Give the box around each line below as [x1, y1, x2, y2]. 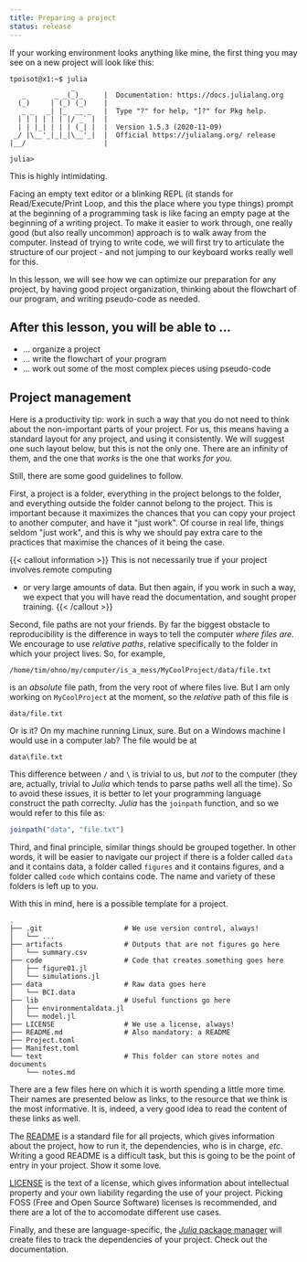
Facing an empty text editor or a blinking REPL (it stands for [9, 188, 234, 199]
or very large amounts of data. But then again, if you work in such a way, [22, 582, 296, 593]
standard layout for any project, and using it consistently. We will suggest [9, 433, 285, 444]
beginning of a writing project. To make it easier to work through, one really [9, 217, 293, 228]
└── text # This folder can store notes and [9, 1052, 259, 1061]
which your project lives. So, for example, [9, 648, 166, 659]
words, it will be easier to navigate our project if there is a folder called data [9, 852, 293, 862]
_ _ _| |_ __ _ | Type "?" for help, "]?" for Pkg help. [21, 106, 268, 115]
